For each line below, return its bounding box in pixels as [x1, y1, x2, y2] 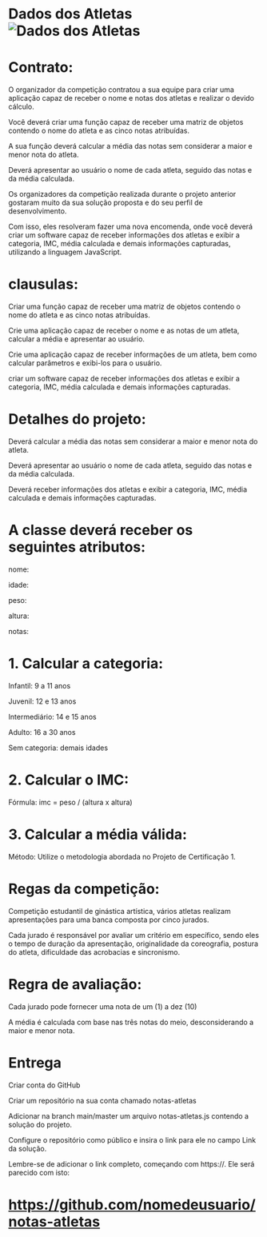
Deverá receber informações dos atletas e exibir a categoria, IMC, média [8, 485, 248, 494]
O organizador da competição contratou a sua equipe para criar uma [8, 85, 234, 94]
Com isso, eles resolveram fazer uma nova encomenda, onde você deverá [8, 221, 253, 232]
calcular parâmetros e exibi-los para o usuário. [8, 358, 162, 368]
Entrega [8, 1053, 62, 1071]
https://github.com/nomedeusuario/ [8, 1195, 256, 1214]
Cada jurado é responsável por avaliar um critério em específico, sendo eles [8, 930, 260, 940]
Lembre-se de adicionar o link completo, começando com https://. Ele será [8, 1159, 255, 1168]
